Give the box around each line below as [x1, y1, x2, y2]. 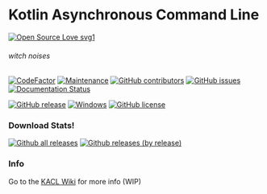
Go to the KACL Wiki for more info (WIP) [8, 176, 142, 186]
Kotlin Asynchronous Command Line [8, 6, 260, 24]
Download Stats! [8, 120, 75, 131]
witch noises [8, 51, 51, 60]
